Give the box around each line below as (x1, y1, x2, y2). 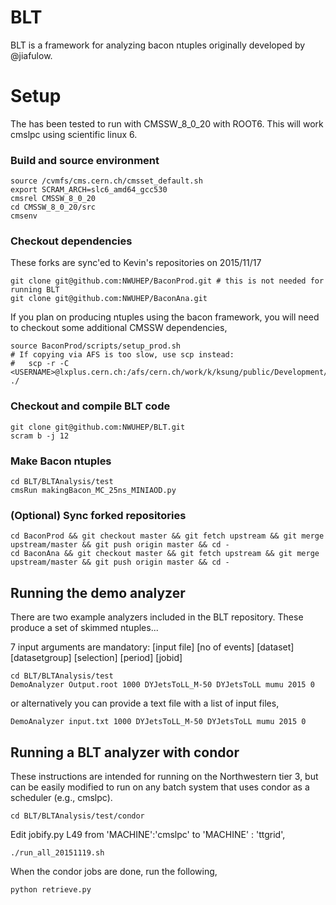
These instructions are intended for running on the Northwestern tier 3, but (10, 770, 319, 782)
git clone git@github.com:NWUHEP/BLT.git (10, 422, 186, 432)
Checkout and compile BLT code (10, 399, 171, 413)
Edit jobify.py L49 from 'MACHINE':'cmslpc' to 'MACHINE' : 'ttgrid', (10, 828, 286, 840)
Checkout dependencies (10, 234, 133, 248)
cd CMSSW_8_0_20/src (10, 202, 97, 213)
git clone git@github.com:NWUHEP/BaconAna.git (10, 294, 208, 304)
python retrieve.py (10, 884, 92, 895)
